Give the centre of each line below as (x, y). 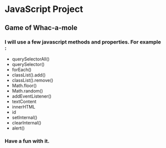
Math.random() (27, 90)
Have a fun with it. (27, 141)
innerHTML (23, 106)
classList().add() (29, 75)
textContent (24, 101)
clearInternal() (26, 122)
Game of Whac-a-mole (41, 28)
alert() (18, 128)
